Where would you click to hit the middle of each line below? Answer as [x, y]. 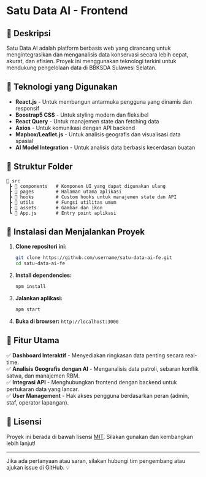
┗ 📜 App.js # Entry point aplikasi [63, 213]
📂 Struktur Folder [40, 167]
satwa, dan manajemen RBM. [43, 376]
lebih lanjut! [21, 443]
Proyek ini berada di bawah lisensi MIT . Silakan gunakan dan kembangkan [100, 436]
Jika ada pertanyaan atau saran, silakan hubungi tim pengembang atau [96, 460]
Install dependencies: [44, 275]
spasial [24, 141]
